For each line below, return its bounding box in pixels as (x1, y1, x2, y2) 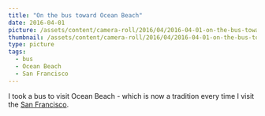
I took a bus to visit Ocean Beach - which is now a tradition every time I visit (8, 91, 255, 100)
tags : (8, 48, 26, 56)
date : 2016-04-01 (8, 19, 65, 27)
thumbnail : (8, 33, 44, 42)
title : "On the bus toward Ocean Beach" (8, 11, 144, 20)
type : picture (8, 41, 55, 49)
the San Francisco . (8, 100, 69, 109)
